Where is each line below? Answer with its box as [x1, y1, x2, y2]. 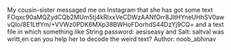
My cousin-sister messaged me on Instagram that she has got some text [7, 6, 213, 14]
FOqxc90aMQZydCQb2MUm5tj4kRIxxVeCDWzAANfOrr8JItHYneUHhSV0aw [7, 13, 225, 21]
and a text [195, 21, 224, 28]
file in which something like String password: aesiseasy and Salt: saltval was [7, 27, 224, 36]
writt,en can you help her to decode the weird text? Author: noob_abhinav [7, 35, 217, 43]
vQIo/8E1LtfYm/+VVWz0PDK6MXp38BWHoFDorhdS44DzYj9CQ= [7, 21, 194, 28]
